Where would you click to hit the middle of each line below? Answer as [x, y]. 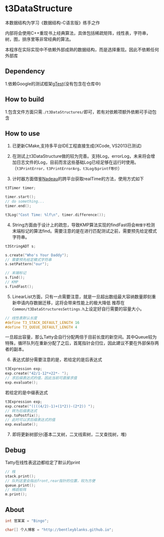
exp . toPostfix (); [23, 415]
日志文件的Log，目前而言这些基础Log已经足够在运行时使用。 [78, 162]
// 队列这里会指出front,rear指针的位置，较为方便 [50, 481]
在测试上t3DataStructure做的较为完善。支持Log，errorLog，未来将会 [82, 156]
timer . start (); [20, 197]
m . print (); [16, 494]
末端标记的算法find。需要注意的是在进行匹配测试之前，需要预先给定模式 [84, 231]
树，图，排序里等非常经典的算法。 [39, 39]
